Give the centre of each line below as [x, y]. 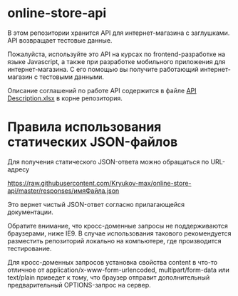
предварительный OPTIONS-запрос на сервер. [79, 285]
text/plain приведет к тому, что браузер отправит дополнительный [109, 277]
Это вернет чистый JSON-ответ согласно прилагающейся [96, 204]
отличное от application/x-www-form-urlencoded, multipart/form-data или [119, 270]
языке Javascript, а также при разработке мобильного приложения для [117, 61]
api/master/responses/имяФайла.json [63, 191]
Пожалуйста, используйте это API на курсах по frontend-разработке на [117, 54]
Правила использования [84, 127]
